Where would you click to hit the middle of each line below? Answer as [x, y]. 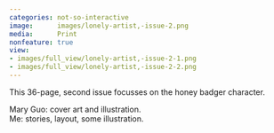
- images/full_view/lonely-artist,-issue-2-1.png [103, 59]
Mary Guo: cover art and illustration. [75, 109]
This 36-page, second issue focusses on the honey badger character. [137, 92]
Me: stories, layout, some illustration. [77, 118]
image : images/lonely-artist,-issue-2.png [99, 26]
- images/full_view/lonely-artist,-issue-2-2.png [103, 67]
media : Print [43, 34]
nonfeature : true [41, 42]
